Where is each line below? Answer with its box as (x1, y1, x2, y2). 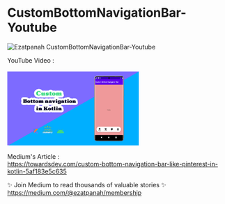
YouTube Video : (7, 56, 54, 64)
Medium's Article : (7, 152, 60, 161)
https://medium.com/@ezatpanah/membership (7, 189, 142, 197)
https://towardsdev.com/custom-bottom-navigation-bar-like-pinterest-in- (7, 160, 218, 168)
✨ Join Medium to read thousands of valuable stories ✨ (7, 181, 166, 189)
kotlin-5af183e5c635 (7, 167, 68, 175)
